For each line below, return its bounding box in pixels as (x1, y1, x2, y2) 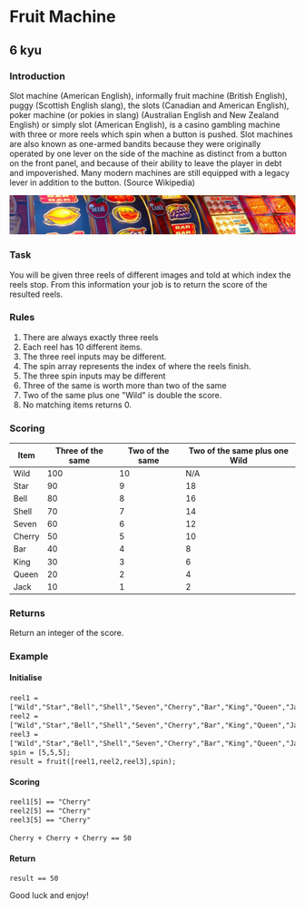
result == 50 (9, 874, 59, 884)
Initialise (9, 672, 43, 683)
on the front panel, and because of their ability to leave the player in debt (9, 157, 282, 169)
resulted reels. (9, 289, 64, 299)
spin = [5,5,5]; (9, 749, 71, 758)
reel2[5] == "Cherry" (9, 807, 92, 816)
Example (9, 650, 49, 662)
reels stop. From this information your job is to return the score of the (9, 279, 268, 289)
